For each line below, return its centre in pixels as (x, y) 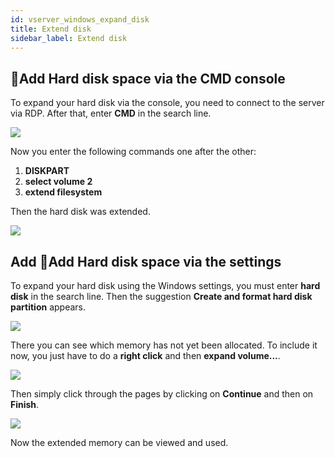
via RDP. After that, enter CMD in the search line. (111, 113)
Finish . (25, 404)
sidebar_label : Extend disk (69, 38)
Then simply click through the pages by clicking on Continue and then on (162, 394)
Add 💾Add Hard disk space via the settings (146, 261)
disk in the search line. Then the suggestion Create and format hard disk (161, 296)
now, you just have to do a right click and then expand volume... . (145, 355)
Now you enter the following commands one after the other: (133, 152)
